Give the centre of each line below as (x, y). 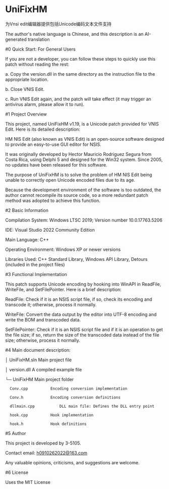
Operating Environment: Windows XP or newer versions (63, 249)
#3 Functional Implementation (36, 274)
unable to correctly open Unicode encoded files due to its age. (70, 180)
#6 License (17, 472)
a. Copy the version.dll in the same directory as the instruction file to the (80, 74)
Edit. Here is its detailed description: (43, 129)
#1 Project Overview (26, 114)
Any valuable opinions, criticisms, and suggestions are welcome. (72, 462)
